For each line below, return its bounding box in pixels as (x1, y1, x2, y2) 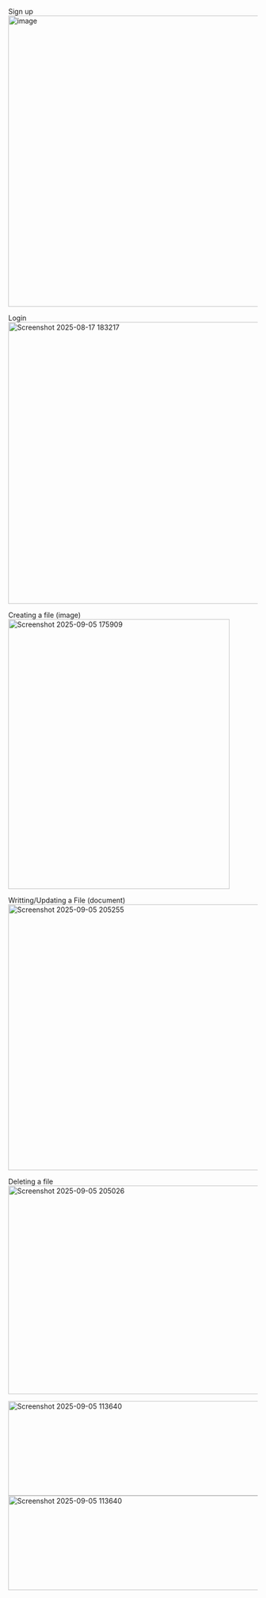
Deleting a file (8, 1177, 54, 1186)
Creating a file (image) (8, 610, 82, 620)
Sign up (8, 7, 34, 16)
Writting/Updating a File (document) (8, 895, 126, 905)
